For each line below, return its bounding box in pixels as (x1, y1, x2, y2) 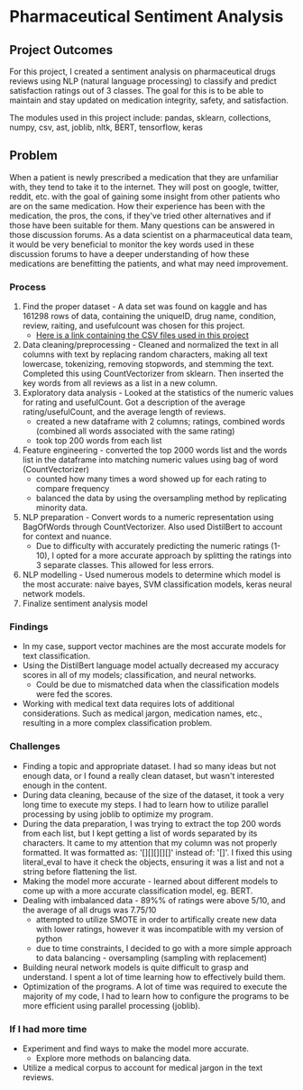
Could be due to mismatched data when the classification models (35, 679, 280, 691)
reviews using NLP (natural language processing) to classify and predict (9, 76, 277, 87)
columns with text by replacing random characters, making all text (22, 349, 268, 360)
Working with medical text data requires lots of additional (22, 699, 234, 710)
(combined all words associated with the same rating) (35, 426, 235, 436)
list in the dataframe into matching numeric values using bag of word (22, 454, 279, 465)
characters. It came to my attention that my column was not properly (22, 837, 278, 848)
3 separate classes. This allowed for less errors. (35, 560, 215, 571)
